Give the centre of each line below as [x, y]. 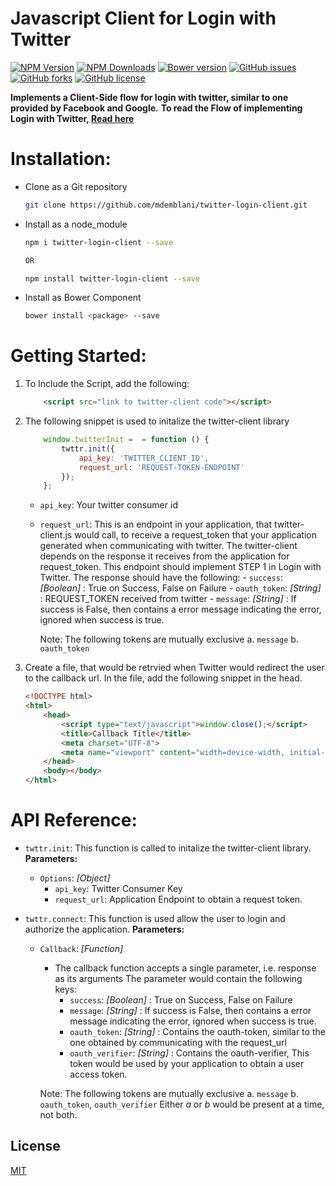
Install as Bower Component [83, 298]
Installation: [61, 159]
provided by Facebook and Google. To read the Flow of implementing [156, 108]
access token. [98, 1074]
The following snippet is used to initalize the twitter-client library [157, 421]
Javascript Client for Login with [143, 18]
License [35, 1146]
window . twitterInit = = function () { [126, 440]
